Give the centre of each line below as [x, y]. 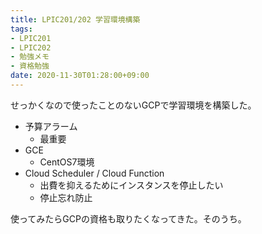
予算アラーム [51, 126]
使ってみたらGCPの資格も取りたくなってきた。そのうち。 [128, 218]
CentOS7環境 [67, 162]
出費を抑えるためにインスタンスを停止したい [131, 185]
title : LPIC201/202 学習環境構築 [75, 19]
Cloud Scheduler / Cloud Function [94, 173]
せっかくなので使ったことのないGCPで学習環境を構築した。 [133, 105]
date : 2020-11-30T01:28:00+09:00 [80, 76]
